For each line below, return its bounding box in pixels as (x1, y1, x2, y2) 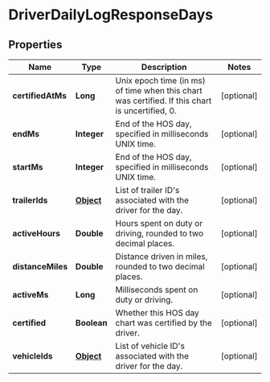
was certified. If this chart (115, 95, 212, 106)
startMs (12, 162, 43, 172)
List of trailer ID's (115, 185, 180, 195)
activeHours (12, 228, 60, 239)
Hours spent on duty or (115, 218, 203, 228)
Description (141, 62, 187, 72)
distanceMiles (12, 261, 68, 272)
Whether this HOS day (115, 307, 199, 318)
